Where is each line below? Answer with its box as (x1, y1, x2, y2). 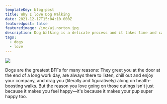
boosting (5, 83, 23, 89)
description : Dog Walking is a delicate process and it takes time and (5, 30, 157, 35)
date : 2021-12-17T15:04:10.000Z (5, 16, 72, 21)
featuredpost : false (5, 21, 48, 26)
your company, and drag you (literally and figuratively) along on (5, 77, 135, 83)
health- (136, 77, 152, 83)
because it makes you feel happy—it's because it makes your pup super (5, 88, 153, 94)
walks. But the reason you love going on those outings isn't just (24, 83, 154, 89)
